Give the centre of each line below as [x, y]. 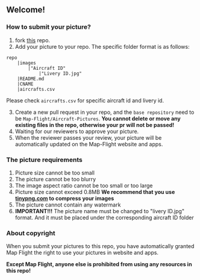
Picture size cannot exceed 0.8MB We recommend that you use [95, 191]
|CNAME [25, 84]
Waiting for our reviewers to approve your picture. [77, 131]
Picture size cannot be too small [55, 173]
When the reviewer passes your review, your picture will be [88, 137]
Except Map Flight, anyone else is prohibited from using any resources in [99, 264]
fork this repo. [32, 40]
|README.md [31, 79]
